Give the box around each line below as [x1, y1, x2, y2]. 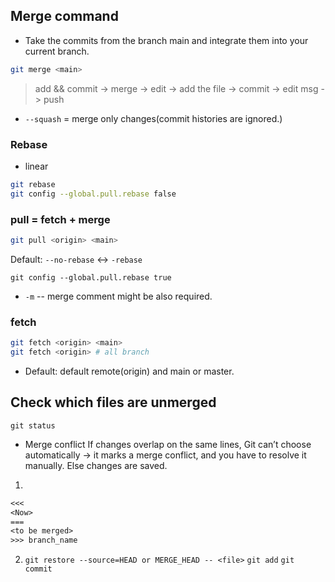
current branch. [24, 45, 90, 57]
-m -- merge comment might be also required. [24, 290, 213, 302]
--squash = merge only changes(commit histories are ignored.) [24, 112, 283, 124]
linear [24, 160, 49, 172]
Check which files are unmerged [10, 394, 217, 411]
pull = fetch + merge [10, 212, 111, 226]
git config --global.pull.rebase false [10, 189, 177, 199]
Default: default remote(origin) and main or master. [24, 365, 235, 377]
